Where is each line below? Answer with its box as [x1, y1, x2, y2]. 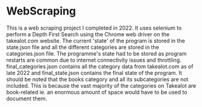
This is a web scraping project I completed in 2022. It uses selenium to [6, 24, 182, 31]
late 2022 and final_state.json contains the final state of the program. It [6, 69, 182, 76]
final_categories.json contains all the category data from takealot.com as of [6, 62, 194, 70]
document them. [6, 95, 47, 102]
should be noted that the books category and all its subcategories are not [6, 76, 189, 83]
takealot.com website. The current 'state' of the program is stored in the [6, 37, 185, 44]
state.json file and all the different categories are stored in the [6, 44, 160, 51]
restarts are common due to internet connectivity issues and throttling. [6, 56, 182, 63]
